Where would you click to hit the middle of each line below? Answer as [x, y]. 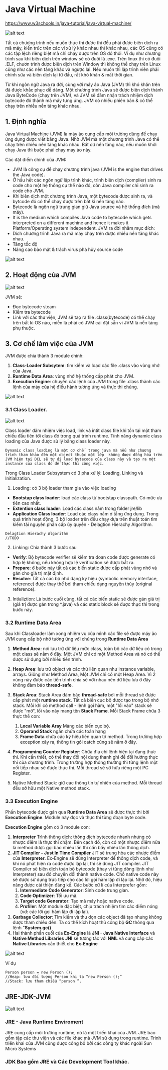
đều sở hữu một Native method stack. [51, 788]
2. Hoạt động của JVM [41, 275]
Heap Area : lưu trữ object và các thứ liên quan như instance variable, [84, 669]
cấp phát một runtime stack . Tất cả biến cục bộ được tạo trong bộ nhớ [86, 700]
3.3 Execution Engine [32, 801]
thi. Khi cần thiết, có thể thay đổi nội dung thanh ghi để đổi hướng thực [85, 757]
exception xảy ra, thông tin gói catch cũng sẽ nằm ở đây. [78, 742]
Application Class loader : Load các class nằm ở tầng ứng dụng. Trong [86, 513]
